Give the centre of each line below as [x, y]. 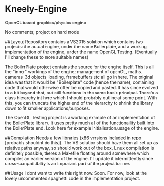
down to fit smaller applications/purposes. [48, 108]
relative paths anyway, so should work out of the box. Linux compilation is [80, 148]
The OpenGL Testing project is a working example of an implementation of [80, 117]
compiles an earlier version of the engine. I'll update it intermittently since [79, 158]
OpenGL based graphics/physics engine [46, 23]
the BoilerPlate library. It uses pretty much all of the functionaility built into [80, 123]
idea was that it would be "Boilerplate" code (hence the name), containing [80, 82]
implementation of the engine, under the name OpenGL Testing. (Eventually [81, 52]
